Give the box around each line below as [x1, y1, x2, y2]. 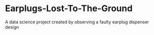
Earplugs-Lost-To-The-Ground [5, 3, 133, 14]
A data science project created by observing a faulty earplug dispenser [5, 19, 150, 25]
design [5, 24, 19, 30]
